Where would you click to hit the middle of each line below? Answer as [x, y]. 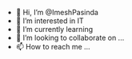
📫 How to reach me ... [53, 47]
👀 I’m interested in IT [50, 21]
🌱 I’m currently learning [54, 29]
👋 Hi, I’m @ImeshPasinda [57, 12]
